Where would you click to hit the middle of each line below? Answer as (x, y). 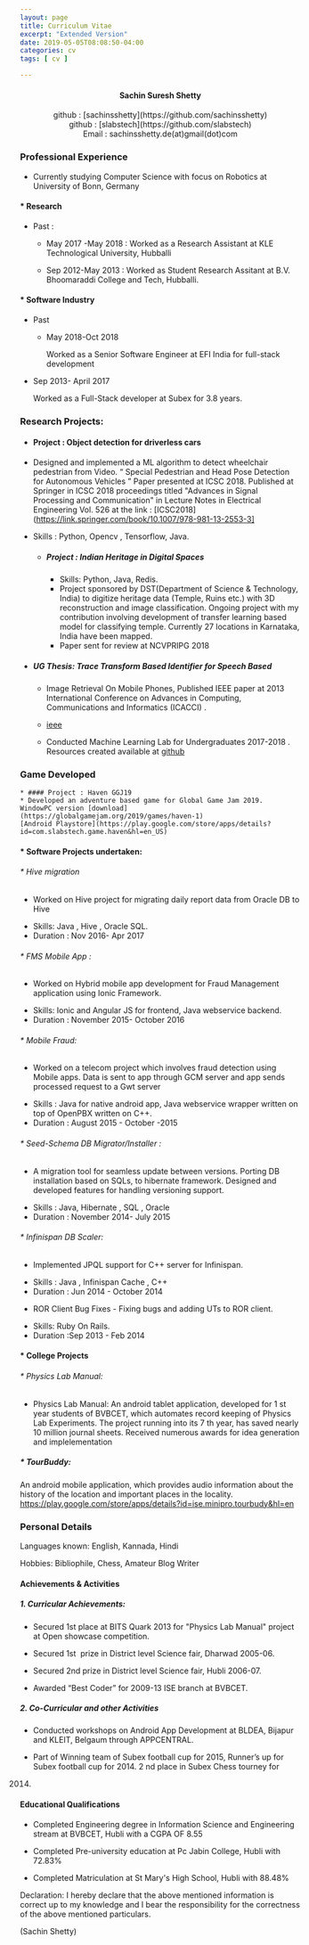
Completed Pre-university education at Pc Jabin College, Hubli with (156, 1851)
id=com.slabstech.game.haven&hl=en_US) (94, 832)
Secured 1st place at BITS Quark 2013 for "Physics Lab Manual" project (163, 1626)
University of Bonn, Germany (86, 186)
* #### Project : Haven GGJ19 (76, 793)
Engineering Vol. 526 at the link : (92, 510)
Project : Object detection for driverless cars (117, 443)
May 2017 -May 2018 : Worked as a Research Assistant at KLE (160, 243)
